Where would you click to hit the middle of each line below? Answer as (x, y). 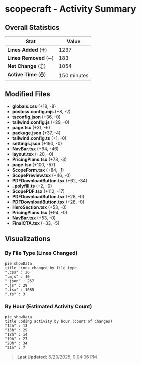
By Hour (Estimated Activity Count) (49, 307)
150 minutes (73, 75)
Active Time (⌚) (27, 75)
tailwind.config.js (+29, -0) (41, 122)
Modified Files (28, 94)
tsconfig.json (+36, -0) (36, 117)
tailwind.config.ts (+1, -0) (39, 138)
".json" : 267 (20, 281)
